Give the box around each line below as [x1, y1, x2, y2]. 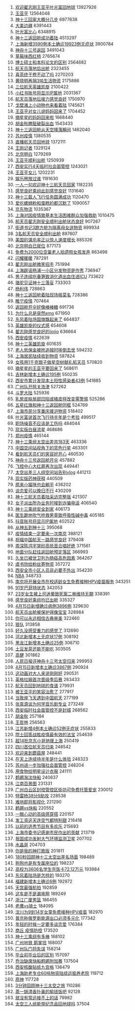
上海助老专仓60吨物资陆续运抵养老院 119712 [15, 970, 104, 976]
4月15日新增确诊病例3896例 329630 [15, 603, 89, 609]
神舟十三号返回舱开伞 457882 [15, 457, 75, 463]
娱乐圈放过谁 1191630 [15, 176, 58, 181]
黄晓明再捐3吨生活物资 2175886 [15, 78, 80, 83]
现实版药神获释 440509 [15, 475, 63, 481]
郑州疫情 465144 [15, 433, 49, 438]
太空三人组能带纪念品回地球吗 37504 [15, 1001, 90, 1007]
